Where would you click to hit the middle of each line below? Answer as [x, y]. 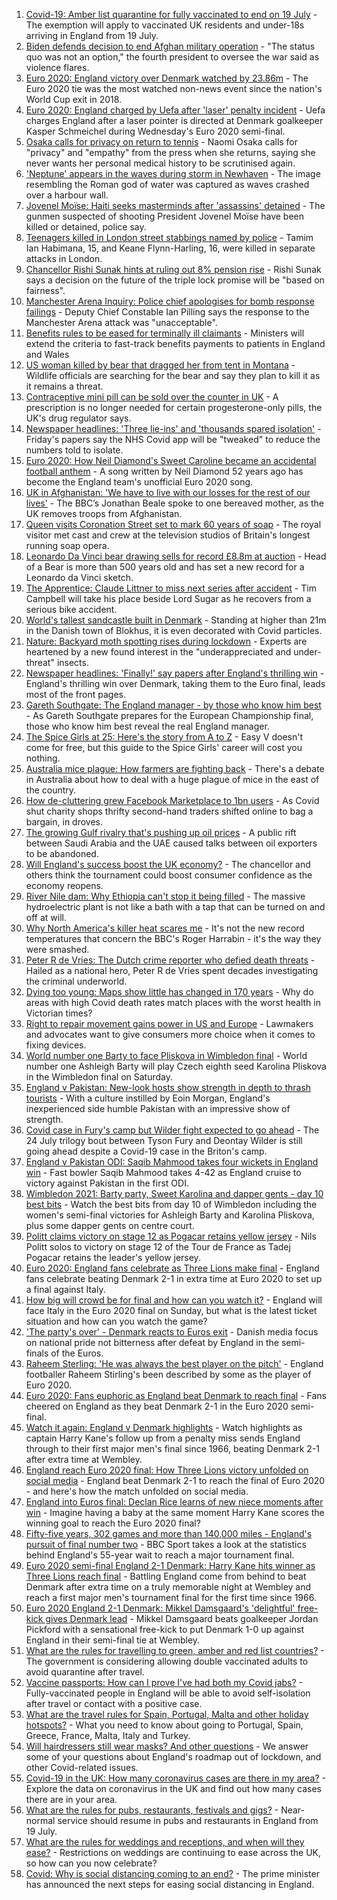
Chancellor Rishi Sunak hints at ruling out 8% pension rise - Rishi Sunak [173, 269]
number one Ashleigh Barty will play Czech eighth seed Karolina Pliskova [176, 1066]
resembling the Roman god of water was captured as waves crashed [167, 184]
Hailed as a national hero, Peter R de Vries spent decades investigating [172, 970]
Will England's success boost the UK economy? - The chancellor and [168, 864]
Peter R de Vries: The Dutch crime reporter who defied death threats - [170, 960]
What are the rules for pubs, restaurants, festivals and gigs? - [152, 1810]
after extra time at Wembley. [84, 1459]
